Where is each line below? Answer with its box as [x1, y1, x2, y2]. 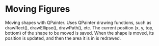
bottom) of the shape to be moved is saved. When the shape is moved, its [5, 30, 154, 36]
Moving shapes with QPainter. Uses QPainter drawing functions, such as [5, 20, 152, 25]
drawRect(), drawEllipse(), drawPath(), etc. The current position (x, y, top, [5, 24, 154, 30]
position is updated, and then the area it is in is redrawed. [5, 35, 121, 41]
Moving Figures [5, 3, 70, 15]
